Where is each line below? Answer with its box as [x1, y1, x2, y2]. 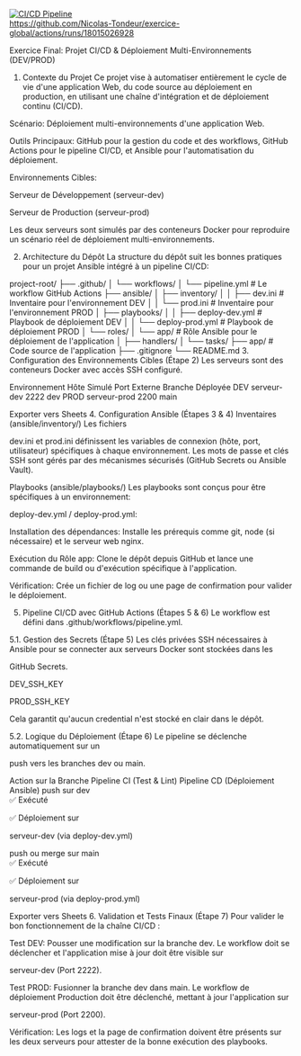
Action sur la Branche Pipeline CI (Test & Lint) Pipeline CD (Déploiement [9, 775, 275, 786]
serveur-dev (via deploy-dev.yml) [9, 830, 133, 841]
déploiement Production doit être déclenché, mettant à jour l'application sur [9, 992, 289, 1002]
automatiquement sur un [9, 740, 101, 751]
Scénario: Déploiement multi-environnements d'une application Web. [9, 118, 265, 129]
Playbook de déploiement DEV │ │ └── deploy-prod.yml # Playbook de [9, 317, 274, 327]
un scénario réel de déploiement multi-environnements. [9, 234, 216, 245]
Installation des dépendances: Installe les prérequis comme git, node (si [9, 526, 276, 537]
